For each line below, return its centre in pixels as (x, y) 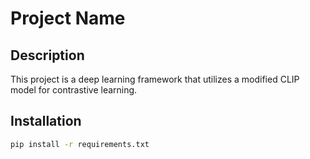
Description (47, 55)
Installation (46, 121)
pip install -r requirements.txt (80, 144)
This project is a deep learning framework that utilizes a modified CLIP (155, 79)
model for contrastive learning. (74, 90)
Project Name (68, 18)
